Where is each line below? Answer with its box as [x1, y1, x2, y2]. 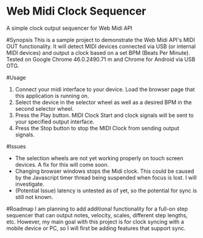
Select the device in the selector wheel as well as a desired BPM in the [15, 99, 192, 106]
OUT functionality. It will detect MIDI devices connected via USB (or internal [6, 43, 196, 50]
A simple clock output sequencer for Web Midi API [6, 24, 132, 32]
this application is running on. [15, 92, 89, 99]
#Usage [6, 74, 26, 81]
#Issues [6, 142, 26, 150]
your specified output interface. [15, 117, 95, 125]
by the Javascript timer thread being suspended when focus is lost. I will [15, 173, 197, 181]
